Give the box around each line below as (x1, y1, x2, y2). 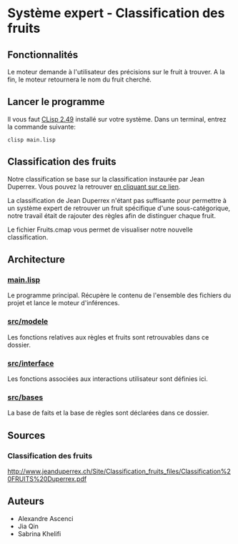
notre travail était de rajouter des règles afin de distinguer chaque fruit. (7, 211, 217, 219)
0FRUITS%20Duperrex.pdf (7, 474, 87, 483)
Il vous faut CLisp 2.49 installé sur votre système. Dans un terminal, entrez (7, 114, 227, 123)
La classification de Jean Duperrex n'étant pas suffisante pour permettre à (7, 196, 227, 204)
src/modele (7, 317, 49, 327)
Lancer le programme (7, 96, 105, 108)
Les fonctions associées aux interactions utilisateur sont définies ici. (7, 374, 209, 383)
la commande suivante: (7, 122, 76, 131)
